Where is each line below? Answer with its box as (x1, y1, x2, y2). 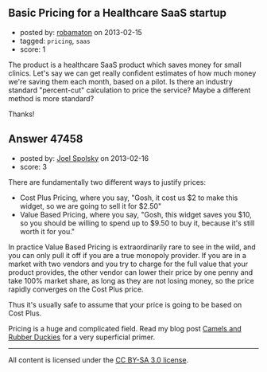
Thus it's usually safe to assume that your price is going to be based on (8, 300, 242, 309)
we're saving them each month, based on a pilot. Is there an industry (8, 76, 233, 86)
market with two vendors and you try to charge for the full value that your (8, 259, 249, 268)
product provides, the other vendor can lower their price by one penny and (8, 267, 253, 277)
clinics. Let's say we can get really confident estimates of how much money (8, 68, 257, 78)
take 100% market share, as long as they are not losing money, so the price (8, 276, 254, 285)
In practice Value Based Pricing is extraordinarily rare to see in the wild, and (8, 242, 256, 252)
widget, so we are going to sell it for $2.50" (19, 201, 162, 210)
